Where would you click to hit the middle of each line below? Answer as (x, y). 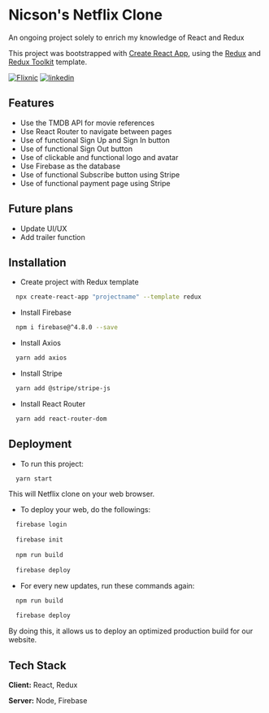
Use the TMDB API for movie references (87, 123)
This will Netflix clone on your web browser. (82, 494)
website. (23, 640)
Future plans (41, 209)
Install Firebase (46, 313)
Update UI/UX (43, 228)
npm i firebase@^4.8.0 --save (67, 328)
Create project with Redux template (80, 282)
